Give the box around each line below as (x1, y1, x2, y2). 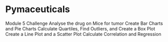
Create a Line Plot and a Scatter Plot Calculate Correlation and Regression (5, 31, 161, 37)
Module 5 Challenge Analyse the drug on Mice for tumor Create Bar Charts (5, 20, 163, 26)
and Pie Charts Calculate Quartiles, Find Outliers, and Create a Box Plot (5, 25, 155, 31)
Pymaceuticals (5, 4, 70, 15)
